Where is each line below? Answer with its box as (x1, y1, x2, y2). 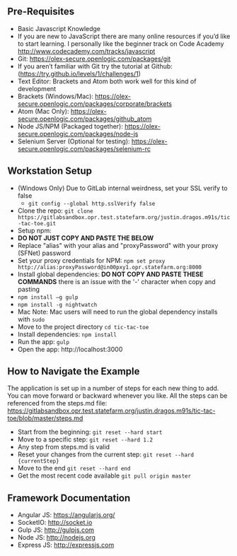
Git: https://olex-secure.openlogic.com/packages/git (17, 54, 171, 63)
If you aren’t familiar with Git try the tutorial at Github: (17, 61, 173, 70)
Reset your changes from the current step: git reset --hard (17, 450, 195, 459)
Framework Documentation (7, 492, 131, 504)
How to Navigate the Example (7, 365, 140, 377)
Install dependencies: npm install (17, 330, 117, 338)
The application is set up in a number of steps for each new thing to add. (7, 384, 219, 393)
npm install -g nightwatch (17, 301, 98, 308)
